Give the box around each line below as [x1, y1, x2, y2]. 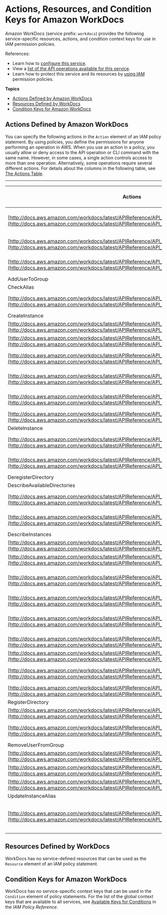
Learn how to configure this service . [12, 60, 87, 66]
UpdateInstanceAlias [7, 792, 56, 799]
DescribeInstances [7, 531, 52, 538]
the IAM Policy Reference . [5, 904, 58, 910]
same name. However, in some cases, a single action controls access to [5, 155, 153, 161]
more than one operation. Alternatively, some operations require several [5, 160, 153, 166]
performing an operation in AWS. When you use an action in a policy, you [5, 144, 155, 150]
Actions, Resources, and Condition [5, 3, 152, 15]
